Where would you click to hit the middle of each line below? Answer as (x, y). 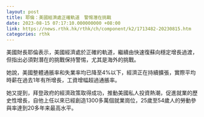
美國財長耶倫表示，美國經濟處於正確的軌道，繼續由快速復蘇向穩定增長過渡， (102, 52)
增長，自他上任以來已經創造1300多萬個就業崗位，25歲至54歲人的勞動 (104, 101)
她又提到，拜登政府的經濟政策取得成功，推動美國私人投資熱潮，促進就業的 (99, 93)
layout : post (23, 12)
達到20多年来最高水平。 (47, 108)
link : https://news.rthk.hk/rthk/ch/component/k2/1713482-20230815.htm (99, 29)
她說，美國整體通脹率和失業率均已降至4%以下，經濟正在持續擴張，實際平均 (101, 72)
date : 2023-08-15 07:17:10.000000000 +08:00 (63, 23)
